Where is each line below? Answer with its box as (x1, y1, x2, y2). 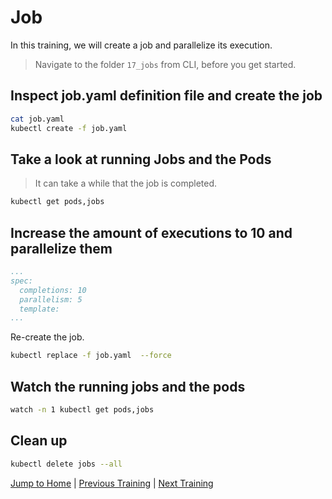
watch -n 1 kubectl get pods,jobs (10, 404, 155, 415)
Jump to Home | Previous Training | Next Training (10, 477, 214, 489)
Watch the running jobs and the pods (10, 378, 246, 395)
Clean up (10, 432, 68, 450)
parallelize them (10, 240, 113, 257)
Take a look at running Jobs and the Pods (10, 151, 272, 168)
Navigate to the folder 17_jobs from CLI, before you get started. (34, 58, 297, 70)
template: (19, 304, 60, 314)
